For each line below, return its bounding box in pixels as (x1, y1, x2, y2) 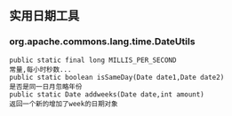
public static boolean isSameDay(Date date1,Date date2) (9, 73, 225, 81)
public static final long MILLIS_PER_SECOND (9, 56, 177, 65)
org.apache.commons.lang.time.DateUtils (9, 35, 196, 48)
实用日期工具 (9, 8, 80, 24)
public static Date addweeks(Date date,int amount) (9, 89, 204, 99)
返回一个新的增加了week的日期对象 (9, 99, 118, 108)
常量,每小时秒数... (9, 65, 72, 73)
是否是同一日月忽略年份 (9, 82, 83, 91)
